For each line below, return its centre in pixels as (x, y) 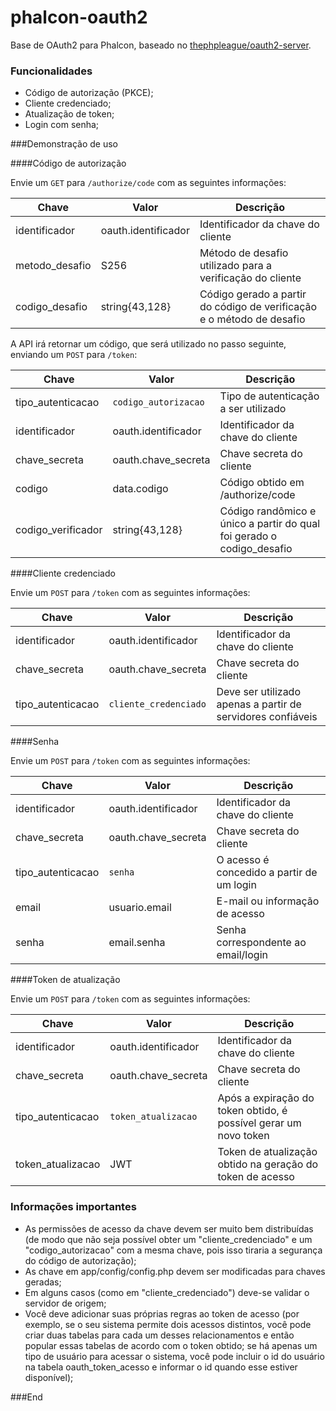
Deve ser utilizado (259, 692)
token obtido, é (252, 1111)
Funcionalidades (51, 71)
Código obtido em (262, 483)
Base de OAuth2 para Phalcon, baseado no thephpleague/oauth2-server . (161, 45)
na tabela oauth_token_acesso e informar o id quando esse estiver (161, 1367)
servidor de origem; (65, 1303)
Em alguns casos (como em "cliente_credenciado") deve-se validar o (167, 1292)
